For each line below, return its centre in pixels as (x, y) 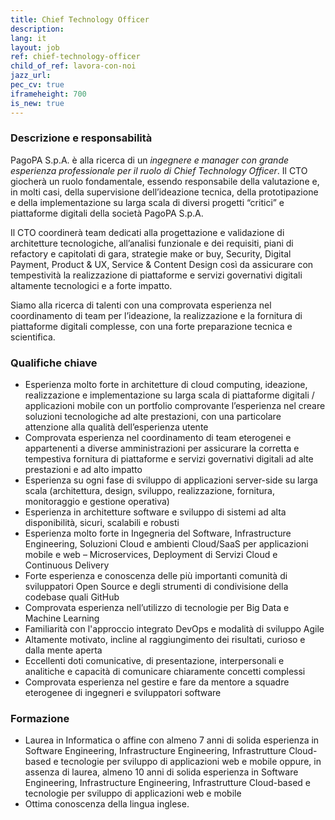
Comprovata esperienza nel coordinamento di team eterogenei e (158, 438)
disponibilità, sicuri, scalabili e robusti (102, 523)
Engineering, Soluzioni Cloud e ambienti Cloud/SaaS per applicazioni (166, 544)
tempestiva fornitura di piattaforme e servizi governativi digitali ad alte (169, 459)
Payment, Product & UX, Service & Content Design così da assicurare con (162, 264)
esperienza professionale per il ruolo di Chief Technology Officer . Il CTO (159, 170)
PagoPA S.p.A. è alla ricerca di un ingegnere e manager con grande (150, 160)
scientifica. (33, 337)
